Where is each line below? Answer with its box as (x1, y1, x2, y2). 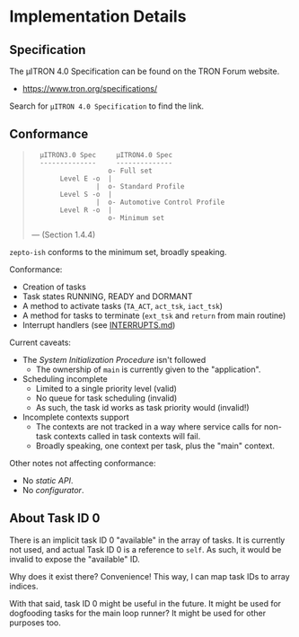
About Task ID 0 (9, 510, 101, 526)
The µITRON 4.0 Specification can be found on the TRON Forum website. (9, 66, 280, 76)
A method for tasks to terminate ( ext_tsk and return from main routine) (22, 310, 286, 321)
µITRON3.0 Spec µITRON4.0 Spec (40, 150, 173, 159)
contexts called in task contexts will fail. (53, 430, 201, 441)
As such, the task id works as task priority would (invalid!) (35, 402, 250, 412)
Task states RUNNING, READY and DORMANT (22, 290, 193, 302)
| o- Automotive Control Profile (95, 198, 225, 207)
